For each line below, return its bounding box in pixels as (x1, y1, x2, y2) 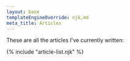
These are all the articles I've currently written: (6, 37, 124, 44)
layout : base (6, 8, 40, 15)
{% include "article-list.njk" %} (6, 48, 84, 56)
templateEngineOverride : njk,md (6, 14, 89, 21)
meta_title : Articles (6, 20, 62, 26)
